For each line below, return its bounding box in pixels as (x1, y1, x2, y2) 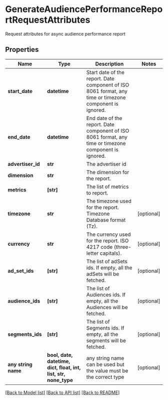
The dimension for (86, 168, 129, 175)
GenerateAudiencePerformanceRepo (5, 4, 163, 15)
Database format (86, 216, 126, 223)
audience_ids (7, 297, 40, 305)
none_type (47, 376, 73, 383)
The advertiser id (86, 160, 126, 167)
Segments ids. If (86, 324, 124, 331)
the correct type (86, 373, 124, 380)
